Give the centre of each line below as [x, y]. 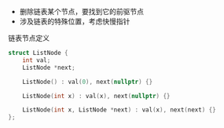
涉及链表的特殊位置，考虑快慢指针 [75, 21]
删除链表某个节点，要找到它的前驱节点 [81, 11]
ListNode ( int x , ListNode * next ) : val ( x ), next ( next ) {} [119, 110]
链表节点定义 [29, 38]
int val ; [37, 60]
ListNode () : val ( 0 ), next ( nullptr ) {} [88, 82]
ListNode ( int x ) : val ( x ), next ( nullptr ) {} [96, 96]
